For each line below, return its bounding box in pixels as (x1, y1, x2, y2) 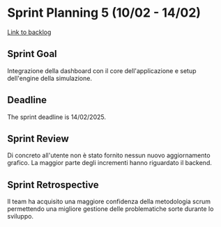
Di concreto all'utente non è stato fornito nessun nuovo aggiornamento (7, 151, 211, 159)
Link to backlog (7, 28, 52, 36)
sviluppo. (7, 212, 33, 221)
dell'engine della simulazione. (7, 74, 93, 82)
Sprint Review (7, 132, 70, 144)
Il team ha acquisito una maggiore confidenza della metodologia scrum (7, 197, 211, 206)
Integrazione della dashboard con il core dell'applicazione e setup (7, 66, 197, 75)
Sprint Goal (7, 48, 57, 60)
